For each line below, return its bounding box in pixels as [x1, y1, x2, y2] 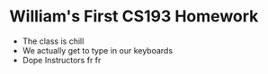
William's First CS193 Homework [9, 6, 259, 27]
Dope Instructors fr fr [22, 54, 102, 65]
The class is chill [22, 36, 85, 46]
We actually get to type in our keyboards [22, 45, 174, 55]
